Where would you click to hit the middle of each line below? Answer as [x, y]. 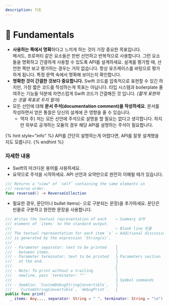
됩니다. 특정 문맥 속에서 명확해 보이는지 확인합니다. [72, 74]
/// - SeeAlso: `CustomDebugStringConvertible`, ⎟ [62, 285]
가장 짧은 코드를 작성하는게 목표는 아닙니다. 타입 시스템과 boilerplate [91, 87]
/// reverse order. [26, 188]
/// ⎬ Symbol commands [80, 280]
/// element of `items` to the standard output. [57, 224]
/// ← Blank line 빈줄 [78, 229]
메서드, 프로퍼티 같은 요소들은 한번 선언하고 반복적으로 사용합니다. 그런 [81, 55]
